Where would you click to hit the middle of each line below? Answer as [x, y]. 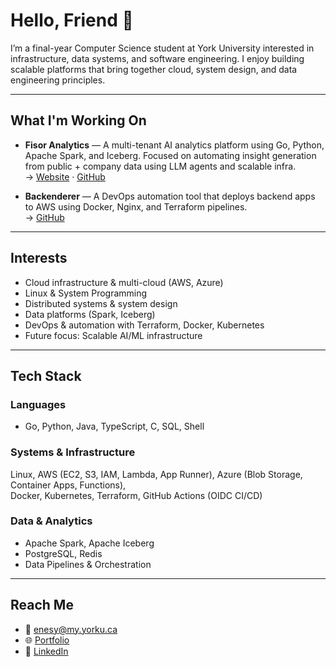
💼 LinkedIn [46, 651]
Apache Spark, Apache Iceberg [89, 543]
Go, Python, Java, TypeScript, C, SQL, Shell [114, 426]
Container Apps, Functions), [68, 485]
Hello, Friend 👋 [72, 20]
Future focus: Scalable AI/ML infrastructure [113, 335]
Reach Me [42, 605]
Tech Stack [46, 375]
